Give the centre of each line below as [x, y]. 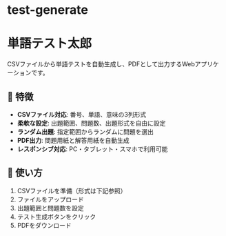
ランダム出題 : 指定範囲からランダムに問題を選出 [85, 131]
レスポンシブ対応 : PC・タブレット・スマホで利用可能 [92, 149]
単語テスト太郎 [50, 44]
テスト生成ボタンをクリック [56, 217]
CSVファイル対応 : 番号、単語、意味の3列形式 [82, 114]
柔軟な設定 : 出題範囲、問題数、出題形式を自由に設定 [91, 123]
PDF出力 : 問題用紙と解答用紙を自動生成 [73, 140]
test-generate [48, 10]
